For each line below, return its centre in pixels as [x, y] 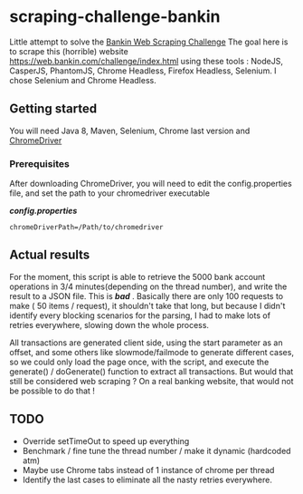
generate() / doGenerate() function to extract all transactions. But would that [151, 371]
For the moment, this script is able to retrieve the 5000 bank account [137, 276]
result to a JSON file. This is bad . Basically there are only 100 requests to [147, 295]
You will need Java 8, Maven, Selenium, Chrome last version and [130, 131]
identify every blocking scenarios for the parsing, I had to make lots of [140, 315]
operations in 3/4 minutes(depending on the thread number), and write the [148, 286]
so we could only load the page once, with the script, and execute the [139, 362]
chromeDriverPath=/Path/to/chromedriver [87, 228]
